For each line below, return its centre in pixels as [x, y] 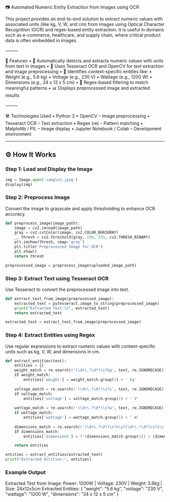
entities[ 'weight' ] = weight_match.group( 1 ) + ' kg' [80, 380]
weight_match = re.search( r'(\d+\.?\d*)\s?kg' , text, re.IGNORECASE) [89, 370]
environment [18, 134]
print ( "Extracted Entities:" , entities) [49, 459]
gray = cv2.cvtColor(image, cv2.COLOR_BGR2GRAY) [67, 232]
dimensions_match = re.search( [47, 427]
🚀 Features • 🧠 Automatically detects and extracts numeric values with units [84, 61]
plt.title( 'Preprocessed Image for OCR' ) [58, 247]
